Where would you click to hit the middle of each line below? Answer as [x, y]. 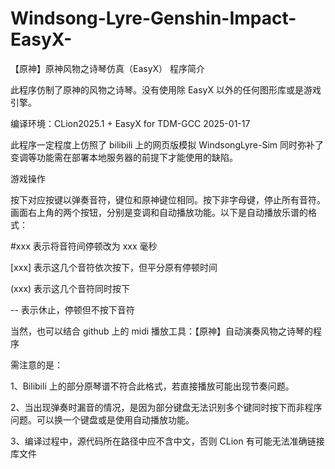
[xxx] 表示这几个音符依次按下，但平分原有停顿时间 [114, 267]
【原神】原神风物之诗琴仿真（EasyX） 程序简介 [108, 68]
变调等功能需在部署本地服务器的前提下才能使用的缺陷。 [124, 157]
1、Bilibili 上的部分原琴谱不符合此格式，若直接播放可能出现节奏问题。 [152, 386]
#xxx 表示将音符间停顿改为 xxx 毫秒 [84, 246]
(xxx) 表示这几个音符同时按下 [70, 288]
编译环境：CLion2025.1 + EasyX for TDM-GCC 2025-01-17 [130, 123]
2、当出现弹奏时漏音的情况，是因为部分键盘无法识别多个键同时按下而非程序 [166, 407]
